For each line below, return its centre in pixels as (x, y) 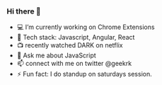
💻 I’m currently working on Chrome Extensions (86, 27)
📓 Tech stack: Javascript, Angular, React (76, 38)
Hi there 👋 (24, 11)
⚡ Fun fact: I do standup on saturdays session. (85, 74)
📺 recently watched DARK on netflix (70, 45)
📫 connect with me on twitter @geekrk (74, 64)
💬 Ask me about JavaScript (56, 55)
